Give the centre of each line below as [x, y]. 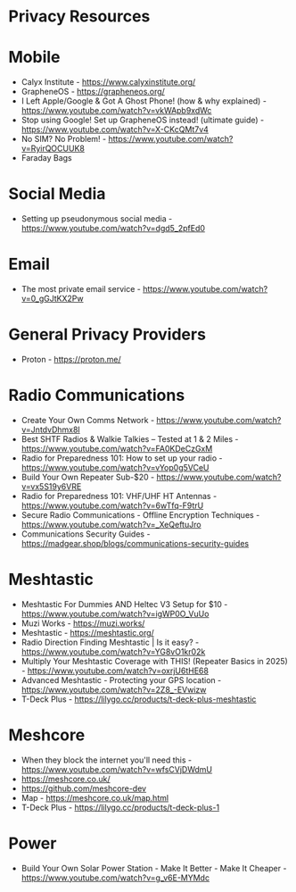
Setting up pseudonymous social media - [97, 219]
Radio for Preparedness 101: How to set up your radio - [122, 458]
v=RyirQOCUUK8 [53, 148]
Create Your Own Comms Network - [88, 420]
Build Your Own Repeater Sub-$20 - [88, 477]
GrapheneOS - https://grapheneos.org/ [93, 92]
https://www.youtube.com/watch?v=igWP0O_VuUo [115, 613]
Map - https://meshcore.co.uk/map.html [95, 797]
